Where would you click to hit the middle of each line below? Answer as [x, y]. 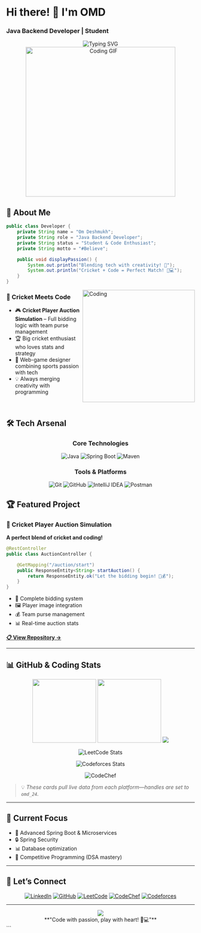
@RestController [26, 549]
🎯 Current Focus [37, 818]
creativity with [32, 386]
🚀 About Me [28, 212]
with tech [26, 372]
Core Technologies [100, 443]
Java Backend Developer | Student [57, 31]
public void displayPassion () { [57, 259]
